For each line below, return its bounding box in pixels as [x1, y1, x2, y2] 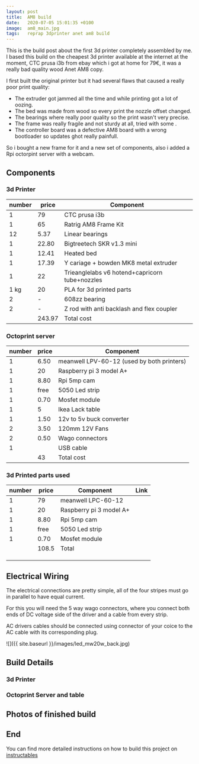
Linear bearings [64, 230, 108, 238]
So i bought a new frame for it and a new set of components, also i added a [6, 144, 190, 151]
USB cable [58, 444, 88, 452]
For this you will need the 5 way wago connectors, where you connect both [6, 605, 190, 612]
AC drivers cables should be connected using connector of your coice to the [6, 623, 193, 630]
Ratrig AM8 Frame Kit [64, 220, 124, 228]
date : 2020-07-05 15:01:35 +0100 [6, 20, 94, 25]
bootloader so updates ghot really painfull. [14, 133, 118, 140]
